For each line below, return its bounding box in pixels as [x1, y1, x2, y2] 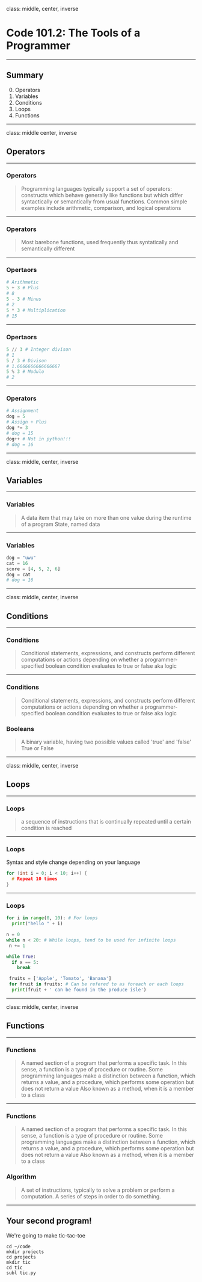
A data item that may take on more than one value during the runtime [20, 514, 192, 521]
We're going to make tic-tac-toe [6, 1231, 86, 1239]
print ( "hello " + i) [11, 920, 63, 927]
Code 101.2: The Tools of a [6, 26, 141, 40]
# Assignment [6, 408, 39, 414]
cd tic [6, 1265, 23, 1271]
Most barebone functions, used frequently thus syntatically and [20, 239, 179, 246]
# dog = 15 [6, 430, 34, 436]
